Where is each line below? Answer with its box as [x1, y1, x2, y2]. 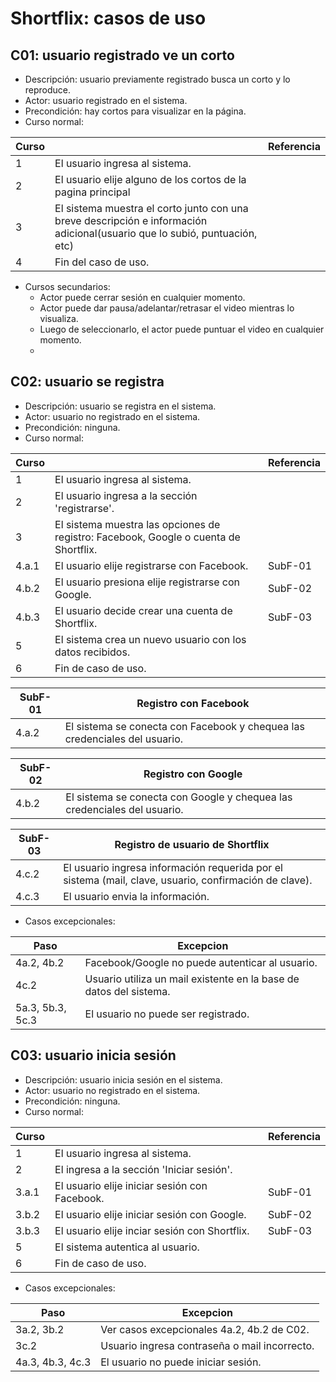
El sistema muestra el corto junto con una [54, 202, 249, 215]
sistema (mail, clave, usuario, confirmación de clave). [63, 873, 313, 887]
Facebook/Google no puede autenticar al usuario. [84, 955, 318, 969]
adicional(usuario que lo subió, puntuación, [54, 227, 258, 240]
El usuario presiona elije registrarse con [54, 575, 241, 589]
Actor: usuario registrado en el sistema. [24, 95, 188, 106]
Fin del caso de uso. [54, 255, 150, 269]
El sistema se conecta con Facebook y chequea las [64, 719, 305, 733]
